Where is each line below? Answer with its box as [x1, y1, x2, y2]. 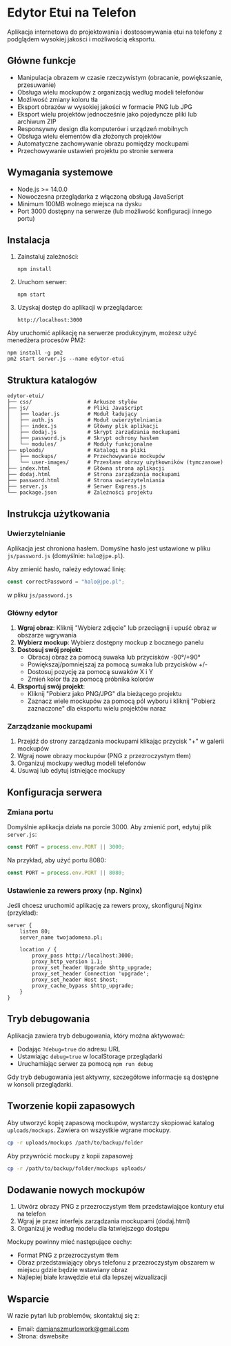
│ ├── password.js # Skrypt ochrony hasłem [7, 435, 159, 442]
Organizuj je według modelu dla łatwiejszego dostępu [17, 1225, 170, 1233]
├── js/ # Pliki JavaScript [7, 405, 143, 412]
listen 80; [19, 928, 51, 936]
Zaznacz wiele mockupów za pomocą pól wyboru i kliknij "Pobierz [27, 697, 216, 705]
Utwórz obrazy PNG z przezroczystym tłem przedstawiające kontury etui [17, 1203, 225, 1211]
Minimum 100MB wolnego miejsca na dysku [17, 199, 143, 208]
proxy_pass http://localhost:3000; [32, 952, 134, 960]
